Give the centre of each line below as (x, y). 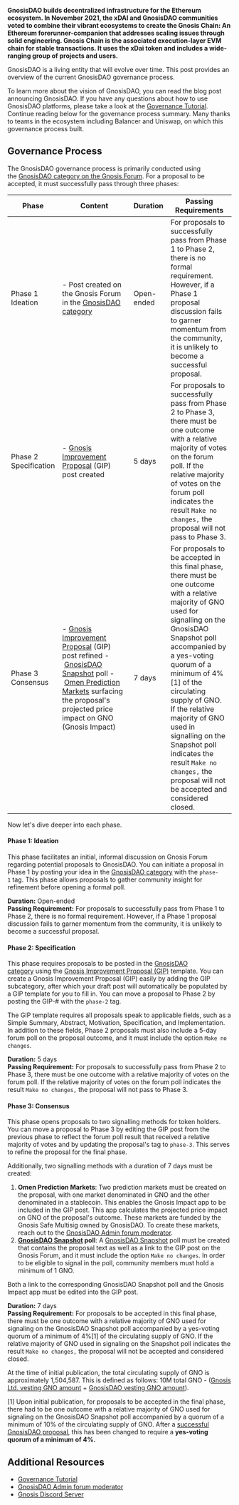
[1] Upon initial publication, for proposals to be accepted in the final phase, (116, 1402)
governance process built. (46, 129)
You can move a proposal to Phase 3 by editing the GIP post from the (108, 1129)
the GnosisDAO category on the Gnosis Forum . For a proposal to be (106, 176)
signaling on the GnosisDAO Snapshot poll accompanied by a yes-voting (114, 1329)
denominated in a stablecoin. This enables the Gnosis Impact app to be (122, 1203)
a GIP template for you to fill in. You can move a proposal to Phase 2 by (111, 994)
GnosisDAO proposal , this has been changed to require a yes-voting (108, 1432)
